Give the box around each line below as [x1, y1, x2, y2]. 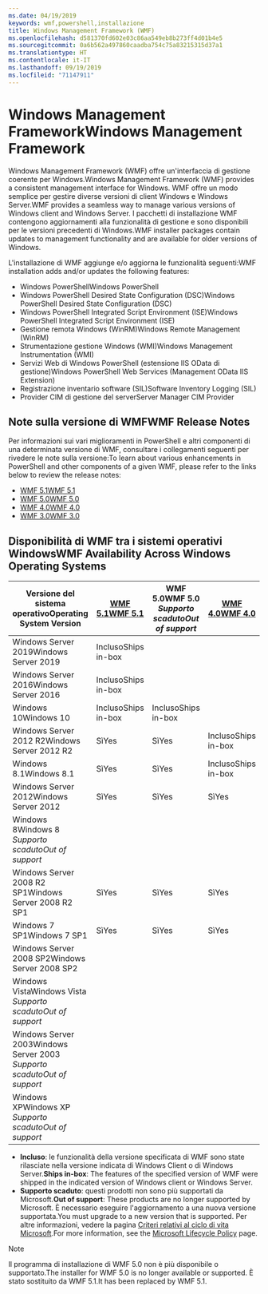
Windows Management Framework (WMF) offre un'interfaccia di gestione [8, 165, 250, 176]
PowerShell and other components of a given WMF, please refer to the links [8, 462, 257, 471]
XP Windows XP [12, 1101, 71, 1113]
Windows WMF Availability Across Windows [8, 546, 231, 560]
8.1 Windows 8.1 [12, 768, 75, 780]
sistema [34, 598, 66, 609]
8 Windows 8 [12, 824, 60, 836]
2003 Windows [12, 1039, 69, 1050]
